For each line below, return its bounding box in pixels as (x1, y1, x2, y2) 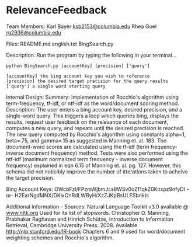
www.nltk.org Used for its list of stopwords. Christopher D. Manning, (6, 209, 170, 216)
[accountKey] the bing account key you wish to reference (6, 73, 150, 79)
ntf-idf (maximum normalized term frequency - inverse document (6, 155, 163, 162)
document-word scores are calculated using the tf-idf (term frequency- (6, 143, 178, 150)
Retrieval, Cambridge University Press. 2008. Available (6, 221, 138, 228)
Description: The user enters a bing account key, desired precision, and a (6, 106, 183, 113)
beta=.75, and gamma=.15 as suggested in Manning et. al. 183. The (6, 137, 167, 144)
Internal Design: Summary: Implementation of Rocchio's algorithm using (6, 93, 179, 100)
